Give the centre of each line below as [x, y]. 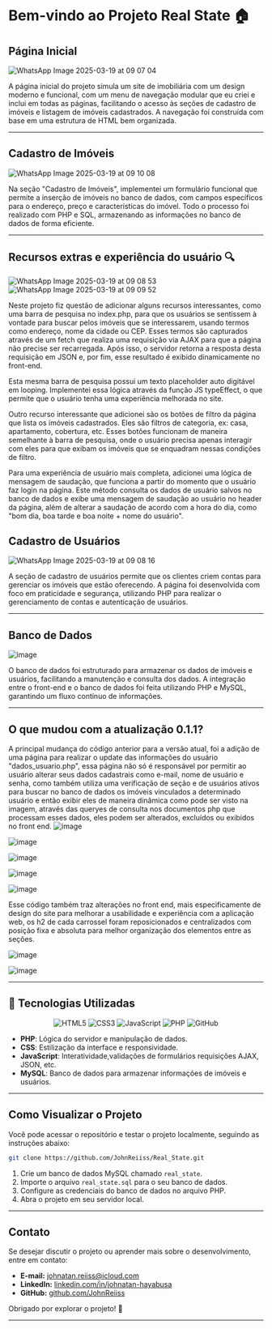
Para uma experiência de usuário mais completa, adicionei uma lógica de [130, 473]
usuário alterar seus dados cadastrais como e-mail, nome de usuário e [126, 775]
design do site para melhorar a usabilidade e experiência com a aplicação [131, 914]
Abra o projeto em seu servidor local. [82, 1199]
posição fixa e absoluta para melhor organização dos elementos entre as [130, 931]
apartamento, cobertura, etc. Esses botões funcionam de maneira [118, 431]
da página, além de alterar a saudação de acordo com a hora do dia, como [133, 507]
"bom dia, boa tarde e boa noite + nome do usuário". [96, 516]
